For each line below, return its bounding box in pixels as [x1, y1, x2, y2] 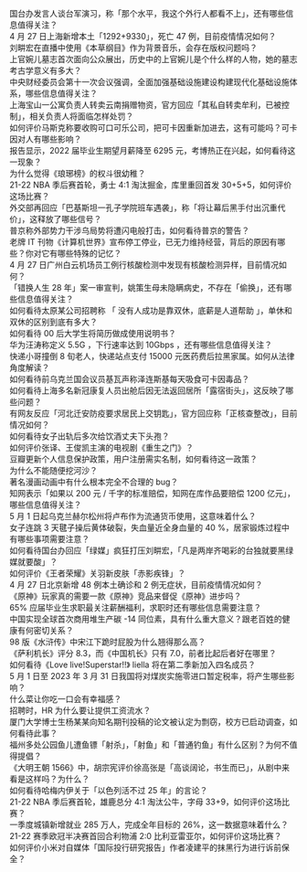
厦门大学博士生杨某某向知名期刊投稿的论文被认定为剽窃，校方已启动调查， [9, 717, 290, 727]
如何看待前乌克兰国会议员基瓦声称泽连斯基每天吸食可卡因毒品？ [9, 374, 249, 384]
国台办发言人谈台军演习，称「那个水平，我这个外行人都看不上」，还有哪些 [9, 8, 286, 18]
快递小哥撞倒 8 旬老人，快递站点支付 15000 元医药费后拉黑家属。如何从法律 [9, 351, 295, 361]
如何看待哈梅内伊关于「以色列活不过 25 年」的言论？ [9, 785, 208, 795]
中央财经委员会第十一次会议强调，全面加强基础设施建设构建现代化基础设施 [9, 77, 290, 87]
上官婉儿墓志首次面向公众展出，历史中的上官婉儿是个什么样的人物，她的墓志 [9, 54, 298, 64]
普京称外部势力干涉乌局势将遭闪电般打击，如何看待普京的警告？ [9, 225, 249, 236]
